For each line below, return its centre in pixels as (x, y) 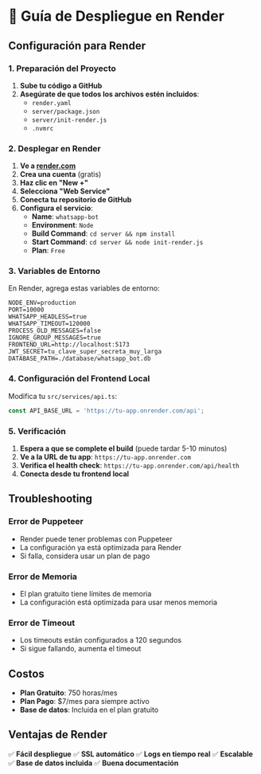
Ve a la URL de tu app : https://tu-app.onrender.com (105, 456)
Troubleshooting (51, 499)
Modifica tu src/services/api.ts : (63, 396)
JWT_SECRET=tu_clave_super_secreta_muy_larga (85, 352)
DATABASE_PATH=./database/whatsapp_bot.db (80, 359)
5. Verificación (37, 431)
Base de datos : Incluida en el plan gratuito (89, 710)
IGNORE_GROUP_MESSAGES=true (55, 338)
